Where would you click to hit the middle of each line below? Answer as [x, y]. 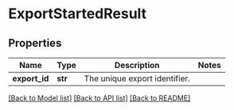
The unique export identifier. [137, 78]
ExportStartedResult [78, 14]
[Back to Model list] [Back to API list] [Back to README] [99, 98]
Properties [35, 43]
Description [137, 65]
